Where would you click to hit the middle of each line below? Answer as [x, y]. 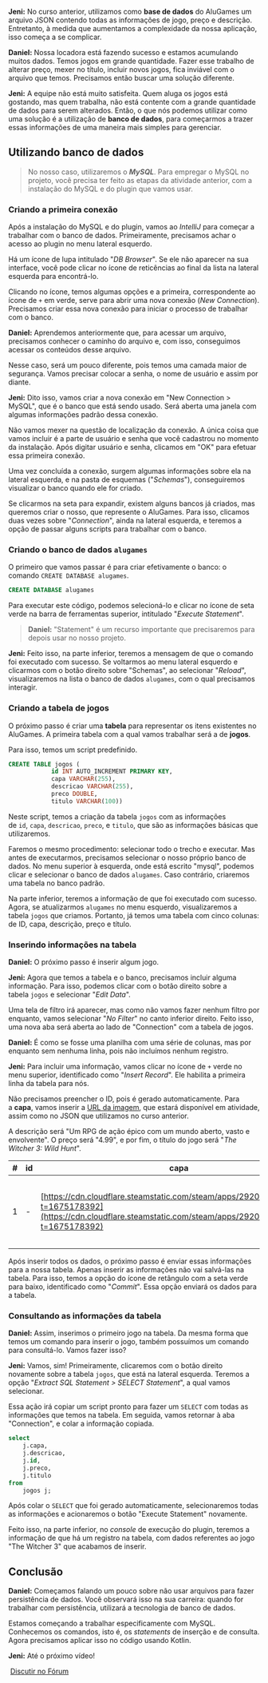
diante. [20, 382]
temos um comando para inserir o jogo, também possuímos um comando [129, 1342]
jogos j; [37, 1490]
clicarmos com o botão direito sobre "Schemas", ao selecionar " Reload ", [127, 670]
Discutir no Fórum [39, 1671]
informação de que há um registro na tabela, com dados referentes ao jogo [132, 1538]
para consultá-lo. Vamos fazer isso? [67, 1351]
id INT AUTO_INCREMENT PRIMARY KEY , [112, 772]
